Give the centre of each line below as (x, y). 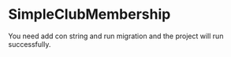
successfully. (30, 44)
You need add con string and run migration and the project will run (116, 36)
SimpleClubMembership (89, 14)
